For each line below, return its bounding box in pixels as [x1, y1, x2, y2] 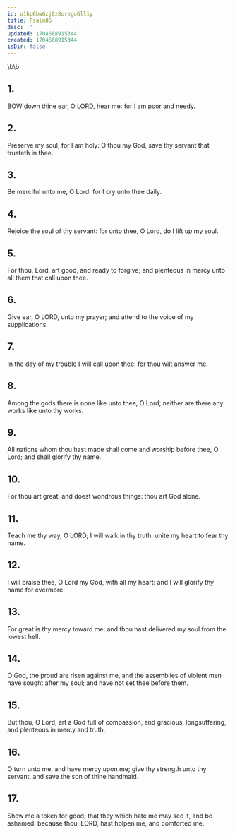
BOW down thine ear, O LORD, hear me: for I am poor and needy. [7, 102, 196, 110]
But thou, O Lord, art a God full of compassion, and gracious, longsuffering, [7, 718, 227, 727]
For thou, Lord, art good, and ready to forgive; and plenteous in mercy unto [7, 266, 226, 275]
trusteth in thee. [7, 148, 54, 157]
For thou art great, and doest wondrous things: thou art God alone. [7, 492, 201, 501]
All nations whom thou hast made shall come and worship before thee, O [7, 446, 219, 454]
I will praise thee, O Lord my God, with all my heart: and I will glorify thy [7, 578, 214, 586]
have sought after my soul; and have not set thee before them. [7, 679, 188, 687]
